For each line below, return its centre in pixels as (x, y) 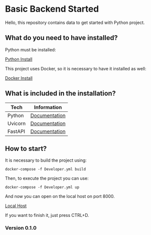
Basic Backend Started (52, 9)
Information (48, 107)
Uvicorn (17, 123)
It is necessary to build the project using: (46, 160)
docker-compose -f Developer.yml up (42, 187)
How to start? (26, 148)
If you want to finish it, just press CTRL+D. (47, 215)
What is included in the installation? (60, 94)
